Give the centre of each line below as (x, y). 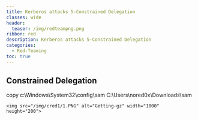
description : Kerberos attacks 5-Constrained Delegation (79, 40)
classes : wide (24, 17)
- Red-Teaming (29, 51)
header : (16, 23)
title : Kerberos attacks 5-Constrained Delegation (71, 12)
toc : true (19, 56)
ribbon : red (21, 34)
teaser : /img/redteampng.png (48, 28)
